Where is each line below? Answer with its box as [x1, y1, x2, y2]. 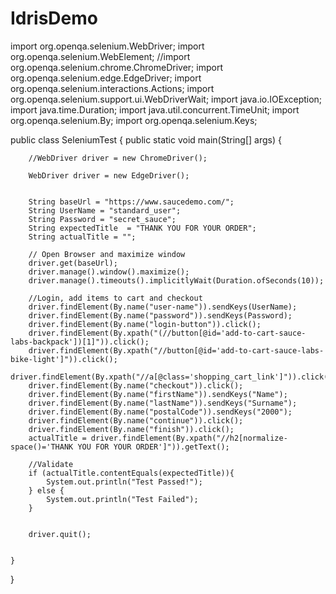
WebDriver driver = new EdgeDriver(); [28, 170, 190, 181]
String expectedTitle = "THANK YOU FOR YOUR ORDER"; [28, 223, 257, 233]
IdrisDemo [10, 7, 98, 30]
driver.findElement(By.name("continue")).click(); [28, 415, 244, 426]
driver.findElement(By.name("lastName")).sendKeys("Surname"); [28, 398, 298, 408]
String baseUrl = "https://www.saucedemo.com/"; [28, 197, 235, 207]
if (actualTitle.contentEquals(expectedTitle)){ [28, 468, 235, 478]
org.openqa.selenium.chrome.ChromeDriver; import [10, 61, 223, 73]
